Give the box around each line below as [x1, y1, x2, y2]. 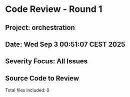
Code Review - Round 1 [5, 3, 102, 15]
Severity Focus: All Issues [5, 57, 88, 66]
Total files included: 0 [5, 87, 50, 93]
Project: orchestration [5, 23, 75, 32]
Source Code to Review [5, 74, 79, 83]
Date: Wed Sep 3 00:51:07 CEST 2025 [5, 40, 125, 48]
